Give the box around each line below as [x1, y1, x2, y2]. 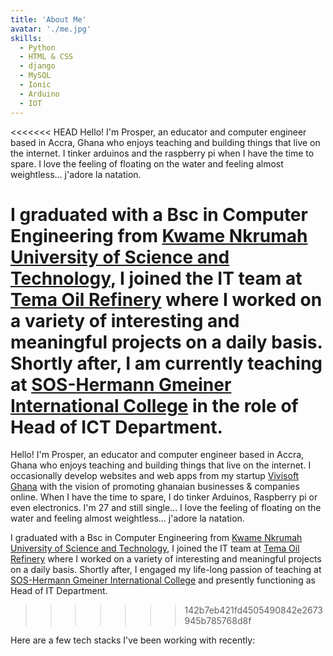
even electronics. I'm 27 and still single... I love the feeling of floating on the [10, 502, 322, 514]
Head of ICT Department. [10, 416, 223, 438]
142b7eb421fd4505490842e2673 [184, 604, 324, 616]
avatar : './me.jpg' [10, 24, 92, 34]
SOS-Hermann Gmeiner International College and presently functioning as [10, 574, 316, 586]
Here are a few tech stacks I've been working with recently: [10, 634, 256, 646]
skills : [10, 33, 43, 43]
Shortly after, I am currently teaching [10, 352, 323, 375]
